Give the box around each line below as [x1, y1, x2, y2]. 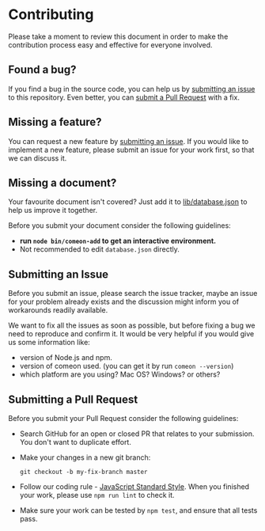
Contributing [8, 6, 94, 24]
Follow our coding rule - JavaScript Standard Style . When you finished [19, 482, 250, 491]
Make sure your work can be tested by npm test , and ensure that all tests [19, 506, 258, 515]
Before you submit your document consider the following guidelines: [8, 221, 231, 230]
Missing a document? [8, 176, 117, 189]
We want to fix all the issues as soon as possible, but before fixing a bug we [8, 320, 256, 330]
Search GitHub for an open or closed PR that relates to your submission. [19, 429, 255, 438]
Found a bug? [8, 63, 77, 77]
